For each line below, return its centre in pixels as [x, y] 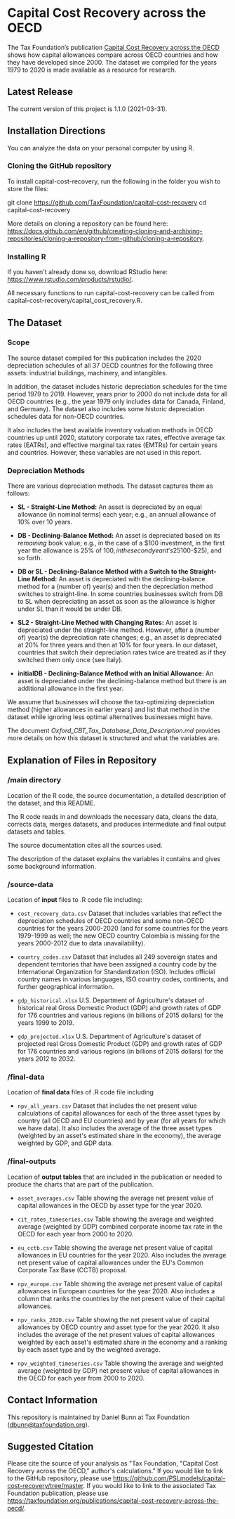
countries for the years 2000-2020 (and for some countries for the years [122, 929]
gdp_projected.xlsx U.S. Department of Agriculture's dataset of [109, 1036]
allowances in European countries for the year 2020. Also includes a [116, 1291]
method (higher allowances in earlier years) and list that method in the [109, 710]
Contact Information [53, 1400]
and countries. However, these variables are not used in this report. [105, 452]
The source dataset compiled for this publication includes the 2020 [105, 358]
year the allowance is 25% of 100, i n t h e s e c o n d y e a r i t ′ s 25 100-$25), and [120, 550]
